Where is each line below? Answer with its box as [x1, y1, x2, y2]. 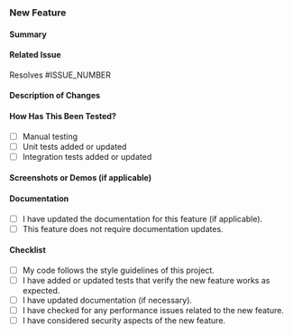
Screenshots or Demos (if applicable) [9, 172, 151, 183]
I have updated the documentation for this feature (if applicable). [22, 213, 263, 224]
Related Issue [9, 50, 61, 60]
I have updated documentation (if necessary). [22, 294, 192, 305]
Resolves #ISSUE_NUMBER [9, 70, 111, 80]
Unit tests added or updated [22, 141, 127, 152]
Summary [9, 29, 47, 40]
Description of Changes [9, 90, 101, 101]
